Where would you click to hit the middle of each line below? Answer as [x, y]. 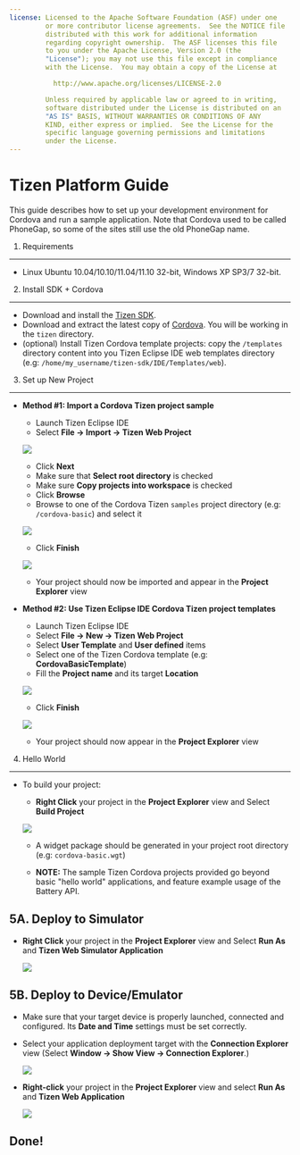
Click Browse [60, 494]
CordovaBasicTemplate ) [81, 664]
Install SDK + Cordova [63, 289]
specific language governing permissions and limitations [155, 133]
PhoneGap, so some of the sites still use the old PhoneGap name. [129, 229]
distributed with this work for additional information [151, 34]
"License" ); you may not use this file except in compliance [161, 59]
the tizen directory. [58, 334]
